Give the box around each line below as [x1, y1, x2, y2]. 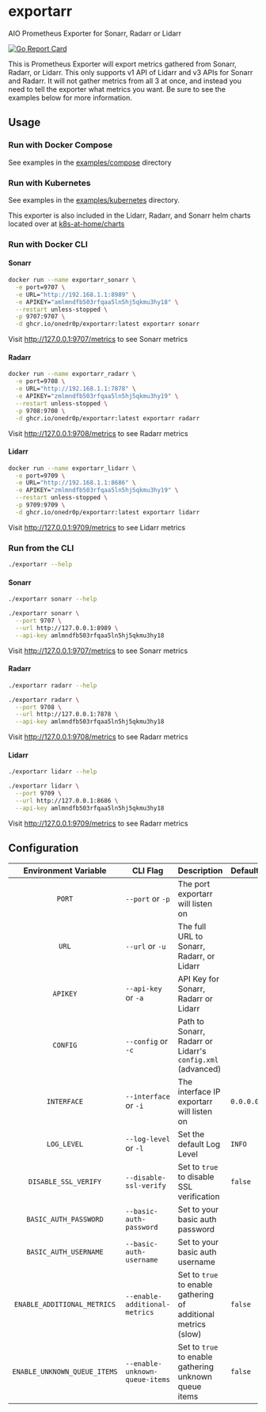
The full [177, 920, 207, 932]
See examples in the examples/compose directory [8, 158, 172, 167]
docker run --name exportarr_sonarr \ [8, 276, 136, 284]
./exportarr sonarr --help [8, 595, 97, 603]
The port [177, 878, 211, 889]
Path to [177, 1015, 204, 1027]
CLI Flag [131, 865, 164, 876]
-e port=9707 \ [15, 283, 66, 291]
